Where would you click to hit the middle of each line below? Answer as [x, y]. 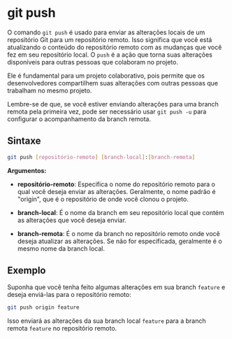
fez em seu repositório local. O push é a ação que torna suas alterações [110, 55]
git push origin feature [43, 307]
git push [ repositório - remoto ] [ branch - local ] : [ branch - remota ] [101, 157]
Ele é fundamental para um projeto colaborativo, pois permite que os [106, 76]
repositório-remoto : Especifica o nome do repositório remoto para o [116, 184]
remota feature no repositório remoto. [62, 328]
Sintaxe [24, 141]
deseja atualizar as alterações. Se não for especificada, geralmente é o [119, 241]
